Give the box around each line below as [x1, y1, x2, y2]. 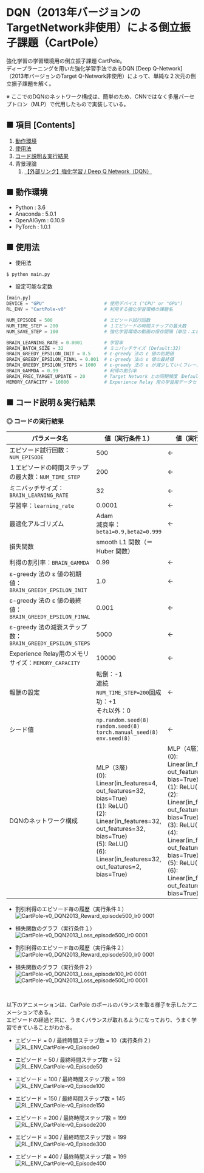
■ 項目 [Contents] [6, 120, 75, 131]
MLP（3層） [96, 764, 132, 772]
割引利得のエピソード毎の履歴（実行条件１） [15, 906, 127, 913]
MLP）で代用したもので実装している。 [32, 100, 129, 108]
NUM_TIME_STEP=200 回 [96, 688, 155, 697]
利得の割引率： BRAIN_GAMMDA [9, 558, 90, 567]
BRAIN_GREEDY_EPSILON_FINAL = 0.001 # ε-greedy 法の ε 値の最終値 [6, 357, 174, 363]
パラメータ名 [31, 434, 69, 443]
